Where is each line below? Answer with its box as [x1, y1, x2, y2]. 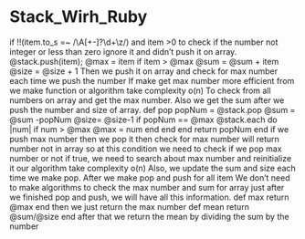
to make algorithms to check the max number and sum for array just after [9, 182, 285, 192]
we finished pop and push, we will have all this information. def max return [9, 192, 289, 203]
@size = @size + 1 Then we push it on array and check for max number [9, 66, 279, 77]
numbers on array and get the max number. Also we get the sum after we [9, 94, 285, 106]
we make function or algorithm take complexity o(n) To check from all [9, 85, 271, 96]
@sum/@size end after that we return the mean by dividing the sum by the [9, 211, 289, 222]
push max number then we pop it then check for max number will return [9, 133, 280, 144]
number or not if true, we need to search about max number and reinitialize [9, 152, 292, 163]
